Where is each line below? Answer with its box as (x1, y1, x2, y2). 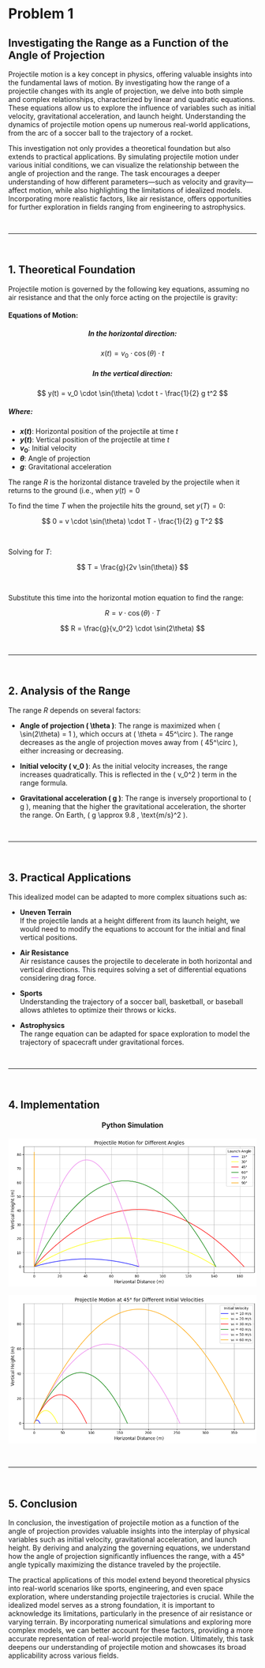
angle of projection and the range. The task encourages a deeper (8, 169, 221, 178)
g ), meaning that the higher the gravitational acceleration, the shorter (19, 801, 247, 811)
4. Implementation (8, 1098, 100, 1111)
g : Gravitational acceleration (19, 461, 112, 471)
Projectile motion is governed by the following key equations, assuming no (8, 284, 250, 293)
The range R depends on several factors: (8, 705, 141, 715)
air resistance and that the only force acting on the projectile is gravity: (8, 292, 238, 302)
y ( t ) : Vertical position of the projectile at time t (19, 435, 170, 445)
